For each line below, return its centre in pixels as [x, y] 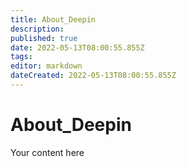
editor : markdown [46, 66]
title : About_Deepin [53, 19]
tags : [21, 57]
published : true [44, 38]
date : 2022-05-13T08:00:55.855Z [77, 47]
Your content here [47, 152]
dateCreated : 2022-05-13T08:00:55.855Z [93, 76]
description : [37, 29]
